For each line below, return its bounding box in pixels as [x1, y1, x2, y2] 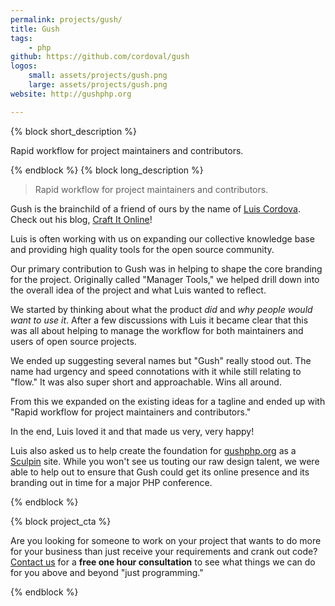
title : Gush [10, 24, 60, 34]
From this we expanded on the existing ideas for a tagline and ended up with [10, 395, 326, 407]
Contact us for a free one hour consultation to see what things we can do [10, 556, 316, 568]
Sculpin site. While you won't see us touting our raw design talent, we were [10, 455, 320, 467]
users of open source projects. [10, 335, 137, 347]
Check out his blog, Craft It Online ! [10, 213, 153, 225]
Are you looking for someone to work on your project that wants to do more [10, 534, 322, 546]
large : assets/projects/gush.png [28, 80, 168, 90]
